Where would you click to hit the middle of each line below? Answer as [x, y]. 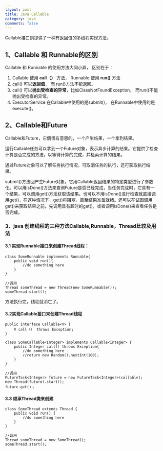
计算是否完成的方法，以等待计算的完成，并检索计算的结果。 [65, 154]
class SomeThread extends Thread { [41, 409]
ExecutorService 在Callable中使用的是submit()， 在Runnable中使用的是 [83, 102]
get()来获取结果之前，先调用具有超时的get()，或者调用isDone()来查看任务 [79, 206]
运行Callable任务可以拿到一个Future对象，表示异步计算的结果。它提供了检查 [81, 148]
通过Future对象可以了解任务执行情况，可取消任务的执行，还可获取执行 [76, 165]
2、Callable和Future [36, 125]
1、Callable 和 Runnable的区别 [51, 55]
